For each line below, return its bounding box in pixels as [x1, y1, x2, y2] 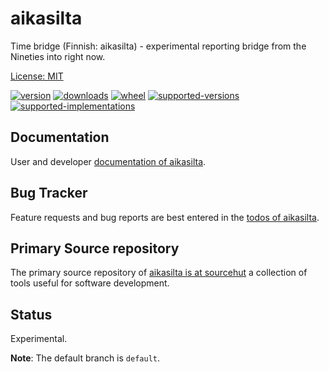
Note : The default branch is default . [10, 352, 161, 364]
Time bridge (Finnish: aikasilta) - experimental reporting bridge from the [10, 40, 307, 52]
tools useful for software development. [10, 277, 170, 289]
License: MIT [10, 70, 64, 82]
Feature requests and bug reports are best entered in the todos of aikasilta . [10, 211, 320, 223]
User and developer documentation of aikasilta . [10, 155, 207, 167]
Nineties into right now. [10, 50, 106, 62]
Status [10, 306, 53, 323]
